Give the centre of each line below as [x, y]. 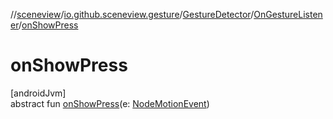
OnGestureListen [288, 14]
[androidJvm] [38, 93]
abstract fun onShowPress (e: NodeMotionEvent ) [110, 103]
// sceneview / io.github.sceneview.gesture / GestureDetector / [132, 14]
